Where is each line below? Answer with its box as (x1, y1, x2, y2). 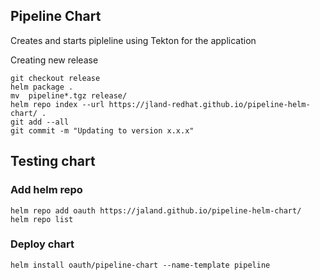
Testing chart (10, 153, 96, 170)
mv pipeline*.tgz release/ (10, 90, 128, 101)
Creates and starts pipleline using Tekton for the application (10, 34, 257, 46)
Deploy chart (10, 237, 75, 251)
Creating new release (10, 54, 99, 66)
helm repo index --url (10, 99, 105, 109)
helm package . (10, 82, 74, 92)
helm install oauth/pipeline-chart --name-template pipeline (10, 260, 271, 270)
